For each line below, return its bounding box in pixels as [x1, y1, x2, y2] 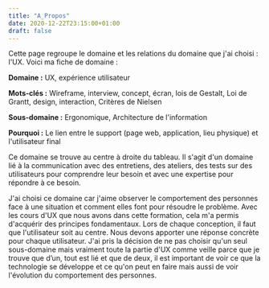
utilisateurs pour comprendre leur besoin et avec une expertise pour [8, 170, 234, 179]
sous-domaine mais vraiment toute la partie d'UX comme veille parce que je [8, 245, 260, 254]
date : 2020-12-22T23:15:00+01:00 [8, 19, 120, 27]
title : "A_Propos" [8, 11, 70, 20]
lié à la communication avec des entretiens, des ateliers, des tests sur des [8, 161, 253, 171]
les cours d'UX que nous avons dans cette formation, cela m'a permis [8, 211, 239, 220]
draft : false [8, 27, 52, 35]
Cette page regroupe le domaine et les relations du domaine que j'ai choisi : [8, 49, 259, 59]
